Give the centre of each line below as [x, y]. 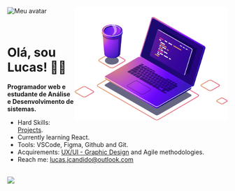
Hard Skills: [34, 122]
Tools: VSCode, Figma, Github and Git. [73, 144]
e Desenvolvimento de [41, 101]
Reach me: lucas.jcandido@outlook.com [76, 159]
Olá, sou [31, 53]
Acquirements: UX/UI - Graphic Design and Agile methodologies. [111, 152]
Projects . [30, 130]
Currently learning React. [54, 137]
